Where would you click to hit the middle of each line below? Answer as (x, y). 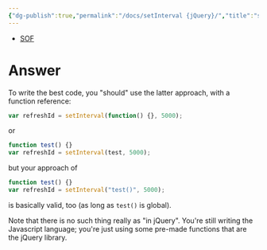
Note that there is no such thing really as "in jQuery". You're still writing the (131, 221)
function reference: (40, 101)
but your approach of (43, 168)
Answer (35, 70)
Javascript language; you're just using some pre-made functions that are (128, 229)
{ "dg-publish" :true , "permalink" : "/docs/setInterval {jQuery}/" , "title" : (131, 16)
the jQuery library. (38, 237)
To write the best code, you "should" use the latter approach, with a (119, 92)
